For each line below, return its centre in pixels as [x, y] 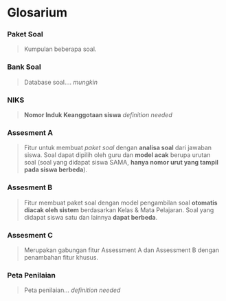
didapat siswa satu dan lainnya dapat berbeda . [91, 217]
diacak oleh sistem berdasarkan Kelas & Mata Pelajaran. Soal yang [119, 210]
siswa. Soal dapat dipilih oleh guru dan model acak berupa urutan [117, 155]
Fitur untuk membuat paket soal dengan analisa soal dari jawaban [117, 148]
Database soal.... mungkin [61, 82]
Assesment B [30, 187]
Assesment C [30, 235]
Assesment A [30, 133]
